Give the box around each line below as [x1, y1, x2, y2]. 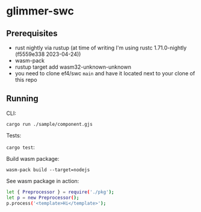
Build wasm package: [6, 155, 60, 162]
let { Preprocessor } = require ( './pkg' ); [6, 189, 114, 195]
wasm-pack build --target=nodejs [6, 167, 90, 173]
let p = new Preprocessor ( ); [6, 195, 79, 201]
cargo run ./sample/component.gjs [6, 121, 93, 127]
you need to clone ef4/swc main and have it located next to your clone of [14, 70, 196, 76]
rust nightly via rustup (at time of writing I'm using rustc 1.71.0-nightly [14, 44, 187, 51]
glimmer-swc [6, 4, 74, 18]
